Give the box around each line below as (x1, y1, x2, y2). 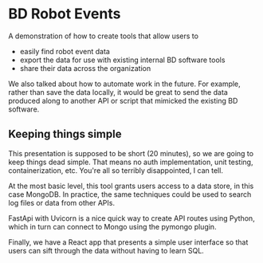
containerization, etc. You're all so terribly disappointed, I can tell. (8, 165, 223, 175)
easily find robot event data (19, 46, 110, 56)
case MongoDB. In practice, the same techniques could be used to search (8, 189, 252, 199)
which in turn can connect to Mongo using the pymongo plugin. (8, 222, 217, 231)
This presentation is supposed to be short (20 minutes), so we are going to (8, 148, 253, 158)
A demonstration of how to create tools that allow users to (8, 31, 199, 41)
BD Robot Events (8, 5, 121, 23)
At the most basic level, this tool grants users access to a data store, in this (8, 181, 254, 190)
